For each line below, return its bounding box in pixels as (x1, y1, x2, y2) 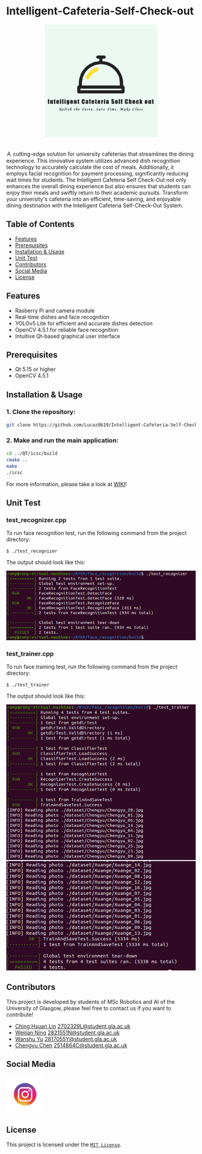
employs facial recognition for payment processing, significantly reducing (6, 169, 189, 177)
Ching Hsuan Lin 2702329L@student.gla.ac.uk (14, 1022, 131, 1030)
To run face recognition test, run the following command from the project (6, 530, 187, 537)
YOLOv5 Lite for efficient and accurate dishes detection (14, 320, 153, 327)
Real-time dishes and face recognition (14, 313, 110, 320)
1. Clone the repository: (6, 408, 76, 416)
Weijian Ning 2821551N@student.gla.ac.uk (14, 1029, 120, 1036)
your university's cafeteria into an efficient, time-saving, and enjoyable (6, 195, 182, 203)
